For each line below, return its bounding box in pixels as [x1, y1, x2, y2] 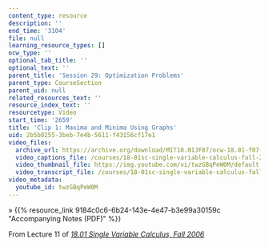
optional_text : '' [8, 64, 70, 72]
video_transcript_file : [15, 168, 94, 176]
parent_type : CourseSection [8, 79, 102, 87]
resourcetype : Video [8, 109, 78, 117]
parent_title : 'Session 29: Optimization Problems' [8, 71, 184, 79]
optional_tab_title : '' [8, 57, 88, 65]
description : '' [8, 19, 62, 27]
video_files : [8, 138, 52, 147]
